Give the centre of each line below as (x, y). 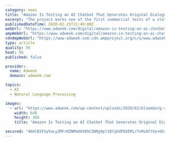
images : (13, 103)
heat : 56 (14, 52)
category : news (21, 10)
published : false (24, 57)
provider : (16, 66)
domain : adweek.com (30, 76)
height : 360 (27, 118)
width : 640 (26, 113)
